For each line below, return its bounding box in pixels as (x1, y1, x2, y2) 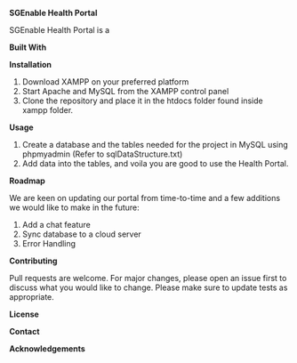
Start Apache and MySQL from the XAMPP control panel (21, 86, 229, 96)
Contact (9, 327, 40, 336)
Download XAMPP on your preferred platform (21, 77, 189, 87)
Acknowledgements (9, 343, 86, 354)
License (9, 309, 40, 319)
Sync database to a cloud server (21, 229, 142, 239)
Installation (9, 60, 52, 69)
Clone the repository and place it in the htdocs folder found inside (21, 95, 264, 106)
